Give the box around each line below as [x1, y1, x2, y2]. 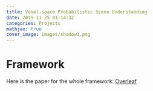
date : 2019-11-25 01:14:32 [6, 15, 74, 21]
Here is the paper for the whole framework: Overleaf [6, 78, 137, 85]
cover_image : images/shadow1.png [6, 32, 91, 38]
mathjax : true [6, 25, 42, 32]
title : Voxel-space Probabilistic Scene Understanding [6, 8, 148, 15]
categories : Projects [6, 20, 61, 26]
